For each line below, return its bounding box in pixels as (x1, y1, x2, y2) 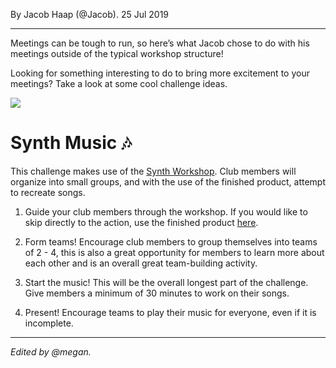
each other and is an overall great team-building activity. (24, 257, 258, 269)
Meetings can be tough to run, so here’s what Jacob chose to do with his (10, 37, 310, 49)
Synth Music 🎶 (10, 132, 132, 154)
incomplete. (24, 317, 74, 329)
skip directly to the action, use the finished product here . (24, 216, 259, 228)
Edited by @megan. (10, 345, 92, 358)
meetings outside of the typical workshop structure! (10, 48, 224, 59)
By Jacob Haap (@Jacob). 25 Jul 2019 (10, 9, 170, 20)
